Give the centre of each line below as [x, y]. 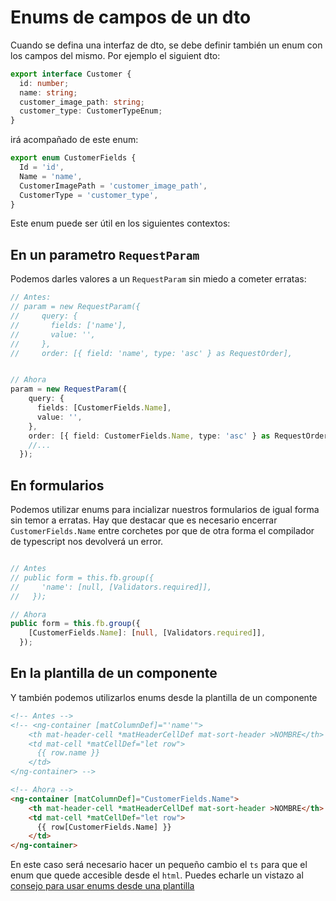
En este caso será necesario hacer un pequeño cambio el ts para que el [159, 865]
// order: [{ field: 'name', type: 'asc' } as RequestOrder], [151, 353]
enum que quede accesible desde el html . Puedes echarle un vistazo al [157, 875]
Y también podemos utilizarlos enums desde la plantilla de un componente [164, 697]
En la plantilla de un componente [114, 673]
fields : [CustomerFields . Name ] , [104, 408]
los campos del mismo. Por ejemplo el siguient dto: [115, 55]
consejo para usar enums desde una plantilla [102, 886]
